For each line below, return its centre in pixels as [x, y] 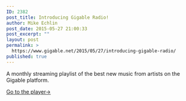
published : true [26, 57]
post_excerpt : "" [28, 34]
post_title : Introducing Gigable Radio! [58, 17]
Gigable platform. [28, 80]
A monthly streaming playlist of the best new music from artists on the [93, 73]
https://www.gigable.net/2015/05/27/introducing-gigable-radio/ [94, 51]
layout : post [23, 40]
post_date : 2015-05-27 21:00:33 [47, 29]
